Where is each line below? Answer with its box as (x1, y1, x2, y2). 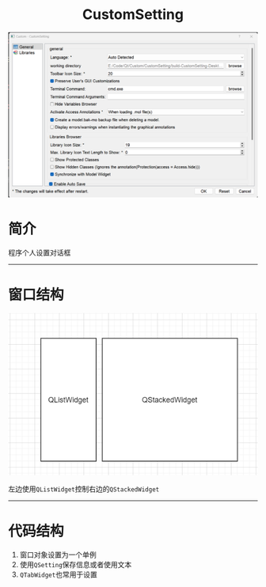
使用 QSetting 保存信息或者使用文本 (19, 559, 132, 569)
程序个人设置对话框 (8, 248, 71, 258)
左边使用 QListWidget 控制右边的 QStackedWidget (8, 484, 160, 494)
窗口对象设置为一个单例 (19, 550, 97, 559)
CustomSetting (82, 6, 184, 24)
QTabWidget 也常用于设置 (19, 570, 97, 579)
